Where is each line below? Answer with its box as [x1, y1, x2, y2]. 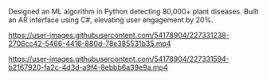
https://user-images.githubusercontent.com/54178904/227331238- [8, 31, 230, 40]
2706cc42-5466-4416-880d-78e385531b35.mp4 [8, 39, 171, 48]
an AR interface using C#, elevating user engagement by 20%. [8, 15, 214, 25]
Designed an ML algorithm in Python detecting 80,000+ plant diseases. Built [8, 7, 259, 16]
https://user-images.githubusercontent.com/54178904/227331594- [8, 55, 230, 63]
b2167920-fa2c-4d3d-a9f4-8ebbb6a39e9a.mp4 [8, 63, 169, 72]
